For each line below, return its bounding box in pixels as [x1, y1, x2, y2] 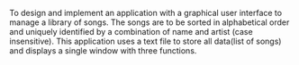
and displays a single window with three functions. [9, 45, 197, 56]
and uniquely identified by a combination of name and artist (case [9, 27, 254, 37]
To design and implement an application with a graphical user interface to [9, 8, 282, 18]
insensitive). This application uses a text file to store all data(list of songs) [9, 36, 282, 46]
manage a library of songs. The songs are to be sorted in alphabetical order [9, 17, 290, 28]
